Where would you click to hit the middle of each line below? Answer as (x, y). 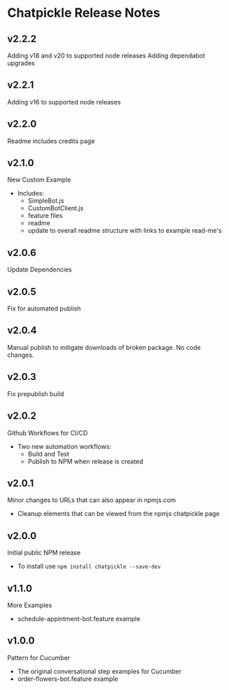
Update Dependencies (40, 270)
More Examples (30, 605)
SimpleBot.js (46, 201)
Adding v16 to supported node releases (64, 102)
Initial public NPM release (44, 553)
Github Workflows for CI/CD (48, 433)
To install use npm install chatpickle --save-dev (89, 567)
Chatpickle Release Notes (84, 13)
